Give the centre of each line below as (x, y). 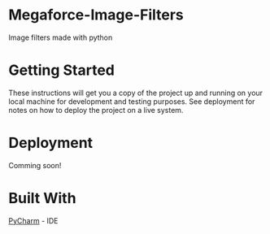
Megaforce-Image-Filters (96, 15)
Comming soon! (35, 165)
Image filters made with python (61, 37)
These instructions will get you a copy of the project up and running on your (135, 93)
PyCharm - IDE (33, 220)
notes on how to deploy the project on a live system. (96, 110)
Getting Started (62, 70)
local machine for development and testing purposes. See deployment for (132, 101)
